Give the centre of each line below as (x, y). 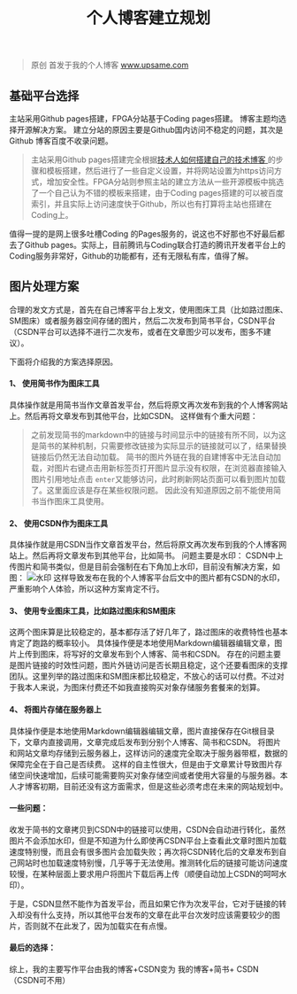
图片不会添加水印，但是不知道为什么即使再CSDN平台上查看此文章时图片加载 (148, 840)
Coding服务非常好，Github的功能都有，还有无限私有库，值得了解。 (131, 256)
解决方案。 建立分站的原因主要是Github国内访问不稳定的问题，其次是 (158, 130)
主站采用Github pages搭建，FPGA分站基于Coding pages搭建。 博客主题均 (144, 119)
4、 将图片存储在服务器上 (55, 710)
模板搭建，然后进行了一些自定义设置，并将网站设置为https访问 (160, 171)
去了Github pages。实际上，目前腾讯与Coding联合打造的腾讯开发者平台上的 (147, 245)
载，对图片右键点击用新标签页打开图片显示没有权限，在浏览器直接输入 (159, 468)
